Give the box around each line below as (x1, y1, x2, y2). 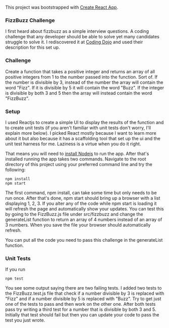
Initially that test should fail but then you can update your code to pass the (5, 312, 159, 318)
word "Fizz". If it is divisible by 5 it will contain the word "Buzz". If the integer (5, 84, 164, 90)
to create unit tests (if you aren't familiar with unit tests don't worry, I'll (5, 125, 151, 131)
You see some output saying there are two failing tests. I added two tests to (5, 285, 162, 291)
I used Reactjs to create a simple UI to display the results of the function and (5, 119, 164, 125)
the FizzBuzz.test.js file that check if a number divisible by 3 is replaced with (5, 290, 164, 297)
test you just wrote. (5, 317, 45, 323)
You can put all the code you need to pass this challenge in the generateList (5, 237, 163, 243)
